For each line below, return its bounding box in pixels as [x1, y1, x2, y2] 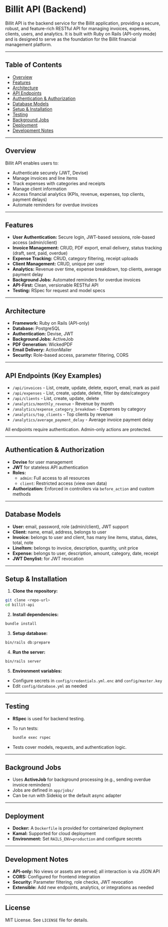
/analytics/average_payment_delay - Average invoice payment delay [12, 417, 153, 423]
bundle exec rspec [12, 735, 51, 740]
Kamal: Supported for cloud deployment [12, 831, 96, 837]
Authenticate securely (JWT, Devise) [12, 170, 88, 176]
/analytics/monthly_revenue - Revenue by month [12, 401, 114, 407]
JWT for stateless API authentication [12, 464, 88, 470]
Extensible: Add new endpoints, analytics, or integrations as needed [12, 884, 154, 890]
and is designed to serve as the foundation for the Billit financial [5, 36, 136, 42]
